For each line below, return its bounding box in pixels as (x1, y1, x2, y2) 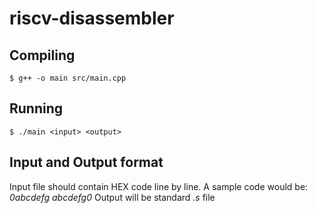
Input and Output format (9, 154, 164, 171)
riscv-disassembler (9, 7, 175, 30)
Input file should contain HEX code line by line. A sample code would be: (9, 180, 309, 192)
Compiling (9, 47, 76, 64)
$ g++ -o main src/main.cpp (9, 73, 127, 83)
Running (9, 100, 64, 117)
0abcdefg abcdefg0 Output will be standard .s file (9, 191, 216, 203)
